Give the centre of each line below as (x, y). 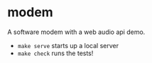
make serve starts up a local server (68, 45)
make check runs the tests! (55, 53)
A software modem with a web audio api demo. (76, 32)
